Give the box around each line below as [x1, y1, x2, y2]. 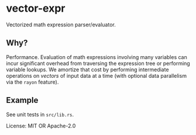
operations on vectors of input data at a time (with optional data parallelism [6, 72, 187, 79]
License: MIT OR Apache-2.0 [6, 122, 76, 129]
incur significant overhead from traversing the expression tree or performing [6, 60, 190, 67]
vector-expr [6, 2, 66, 15]
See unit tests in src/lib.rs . [6, 110, 74, 118]
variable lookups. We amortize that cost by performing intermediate [6, 66, 169, 73]
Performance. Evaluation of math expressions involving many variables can [6, 53, 187, 60]
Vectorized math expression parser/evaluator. [6, 21, 116, 28]
